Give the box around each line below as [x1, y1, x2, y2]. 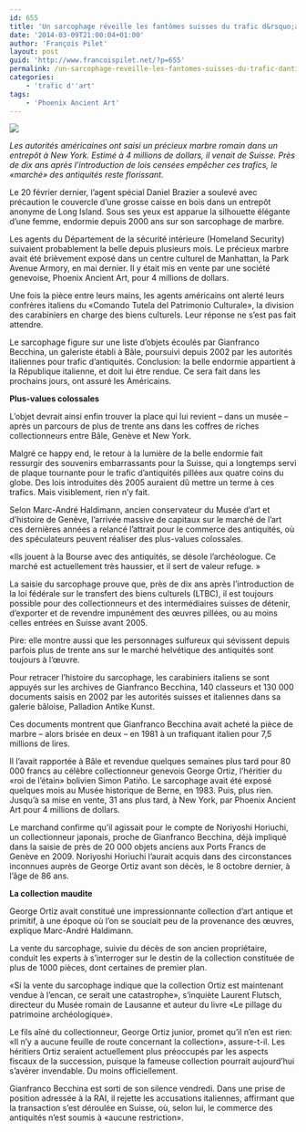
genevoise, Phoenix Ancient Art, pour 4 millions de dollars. [9, 273, 229, 284]
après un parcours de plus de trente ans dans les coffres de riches [9, 421, 260, 431]
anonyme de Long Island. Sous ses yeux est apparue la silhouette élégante [9, 206, 291, 217]
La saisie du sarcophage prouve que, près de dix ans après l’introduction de [9, 578, 294, 589]
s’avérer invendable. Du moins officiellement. [9, 1065, 178, 1076]
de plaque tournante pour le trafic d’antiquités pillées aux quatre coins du [9, 467, 284, 479]
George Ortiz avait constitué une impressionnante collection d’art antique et [9, 906, 293, 917]
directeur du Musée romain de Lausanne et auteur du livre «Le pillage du [9, 1000, 282, 1011]
